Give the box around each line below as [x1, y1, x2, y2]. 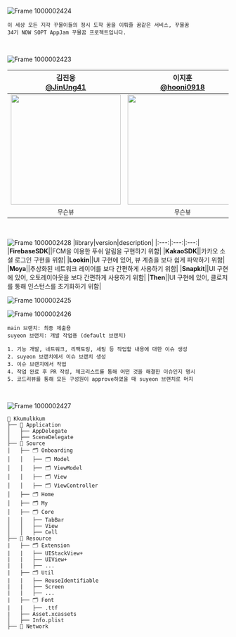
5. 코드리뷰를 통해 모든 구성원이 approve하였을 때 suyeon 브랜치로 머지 [7, 376, 194, 383]
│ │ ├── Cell [7, 529, 58, 536]
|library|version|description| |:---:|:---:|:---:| [72, 239, 200, 246]
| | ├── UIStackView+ [7, 550, 83, 557]
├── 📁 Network [7, 623, 49, 630]
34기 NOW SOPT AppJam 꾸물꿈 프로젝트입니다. [7, 29, 126, 36]
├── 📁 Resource [7, 535, 52, 542]
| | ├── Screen [7, 584, 65, 591]
